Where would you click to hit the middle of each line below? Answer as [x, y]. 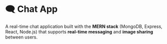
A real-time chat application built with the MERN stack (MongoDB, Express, [84, 26]
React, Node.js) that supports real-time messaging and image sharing [79, 31]
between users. [22, 37]
